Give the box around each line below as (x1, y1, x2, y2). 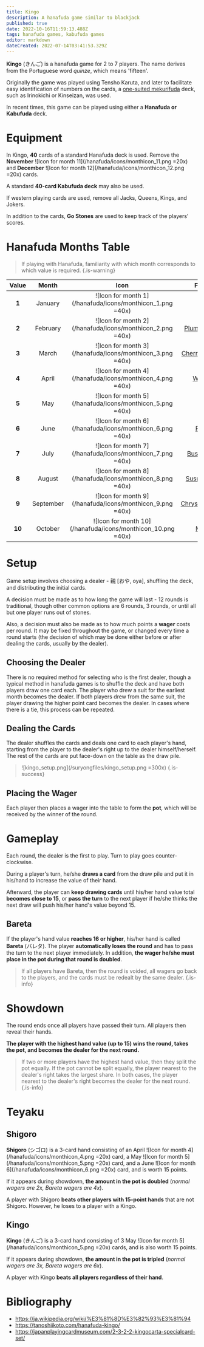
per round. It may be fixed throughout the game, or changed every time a (6, 627, 189, 634)
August (37, 474, 59, 483)
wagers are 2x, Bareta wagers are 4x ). (6, 1184, 104, 1191)
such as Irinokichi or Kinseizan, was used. (6, 92, 111, 99)
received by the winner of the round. (6, 811, 98, 818)
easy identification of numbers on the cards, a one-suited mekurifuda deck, (6, 85, 195, 92)
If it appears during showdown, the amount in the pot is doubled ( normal (6, 1178, 190, 1185)
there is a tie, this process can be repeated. (6, 706, 115, 713)
